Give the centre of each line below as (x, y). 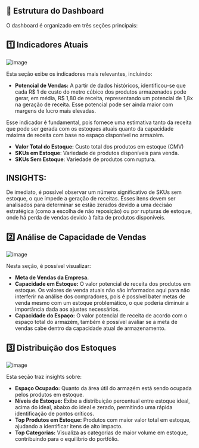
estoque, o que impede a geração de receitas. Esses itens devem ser (91, 199)
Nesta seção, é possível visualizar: (49, 266)
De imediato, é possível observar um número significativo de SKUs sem (94, 192)
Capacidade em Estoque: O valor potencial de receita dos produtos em (103, 284)
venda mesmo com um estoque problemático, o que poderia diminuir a (102, 303)
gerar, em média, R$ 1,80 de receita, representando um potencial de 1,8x (104, 98)
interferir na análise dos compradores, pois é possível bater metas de (100, 296)
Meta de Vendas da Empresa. (52, 277)
